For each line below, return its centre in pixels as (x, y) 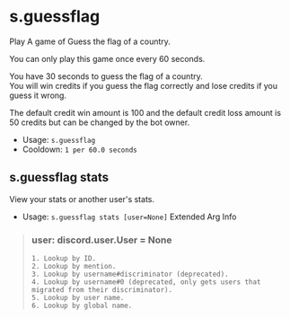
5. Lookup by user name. (78, 298)
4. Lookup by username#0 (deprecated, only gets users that (146, 282)
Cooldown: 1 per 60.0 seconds (79, 149)
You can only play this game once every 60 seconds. (107, 58)
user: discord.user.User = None (101, 240)
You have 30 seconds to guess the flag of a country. (106, 76)
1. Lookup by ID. (64, 259)
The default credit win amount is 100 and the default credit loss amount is (145, 112)
